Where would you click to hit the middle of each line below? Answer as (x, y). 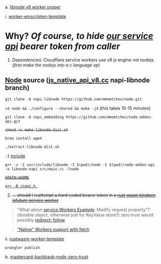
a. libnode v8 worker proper (33, 7)
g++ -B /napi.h (20, 186)
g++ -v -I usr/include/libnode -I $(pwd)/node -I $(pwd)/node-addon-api (80, 165)
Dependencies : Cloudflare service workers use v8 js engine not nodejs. (83, 60)
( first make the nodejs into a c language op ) (56, 65)
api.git (13, 121)
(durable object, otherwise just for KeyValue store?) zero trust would (85, 215)
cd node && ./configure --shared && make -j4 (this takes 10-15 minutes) (78, 108)
